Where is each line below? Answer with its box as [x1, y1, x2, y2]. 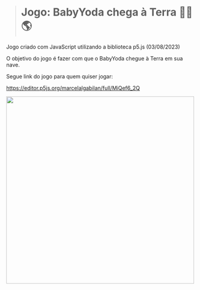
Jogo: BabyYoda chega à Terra [20, 5, 177, 19]
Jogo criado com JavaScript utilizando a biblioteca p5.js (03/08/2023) [6, 43, 180, 50]
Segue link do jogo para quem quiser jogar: [6, 72, 113, 80]
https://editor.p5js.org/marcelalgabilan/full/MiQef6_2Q [6, 84, 140, 92]
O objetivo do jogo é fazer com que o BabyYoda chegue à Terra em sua [6, 55, 183, 62]
